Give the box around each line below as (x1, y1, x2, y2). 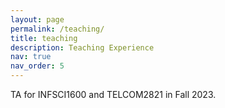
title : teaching (10, 33, 78, 43)
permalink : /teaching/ (10, 24, 105, 34)
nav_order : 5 (10, 61, 65, 71)
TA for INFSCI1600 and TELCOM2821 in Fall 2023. (10, 89, 217, 100)
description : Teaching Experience (10, 42, 155, 53)
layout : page (10, 14, 65, 25)
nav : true (10, 52, 52, 62)
